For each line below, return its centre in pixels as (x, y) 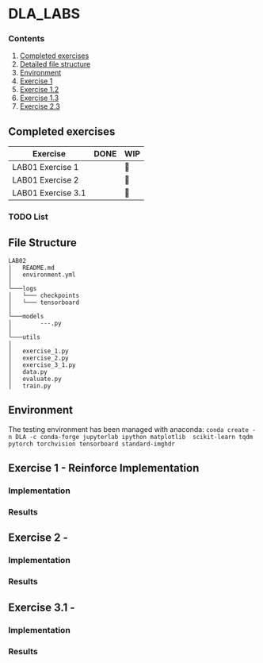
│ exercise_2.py (38, 358)
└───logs (23, 289)
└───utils (25, 337)
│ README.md (32, 268)
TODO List (29, 217)
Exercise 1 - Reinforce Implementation (104, 468)
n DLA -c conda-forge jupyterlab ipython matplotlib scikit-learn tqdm (131, 437)
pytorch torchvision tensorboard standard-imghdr (92, 444)
